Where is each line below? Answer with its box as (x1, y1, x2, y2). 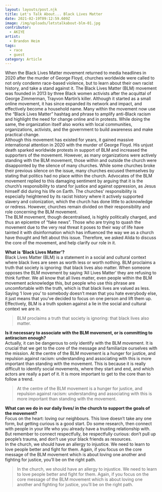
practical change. (5, 132, 40, 138)
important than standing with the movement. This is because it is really (5, 361, 146, 366)
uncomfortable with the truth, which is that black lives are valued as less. (5, 286, 150, 291)
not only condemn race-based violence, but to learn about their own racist (5, 80, 153, 86)
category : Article (5, 57, 42, 62)
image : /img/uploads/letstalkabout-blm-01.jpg (5, 20, 101, 26)
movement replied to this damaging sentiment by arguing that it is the (5, 178, 144, 184)
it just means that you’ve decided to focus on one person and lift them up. (5, 296, 152, 302)
